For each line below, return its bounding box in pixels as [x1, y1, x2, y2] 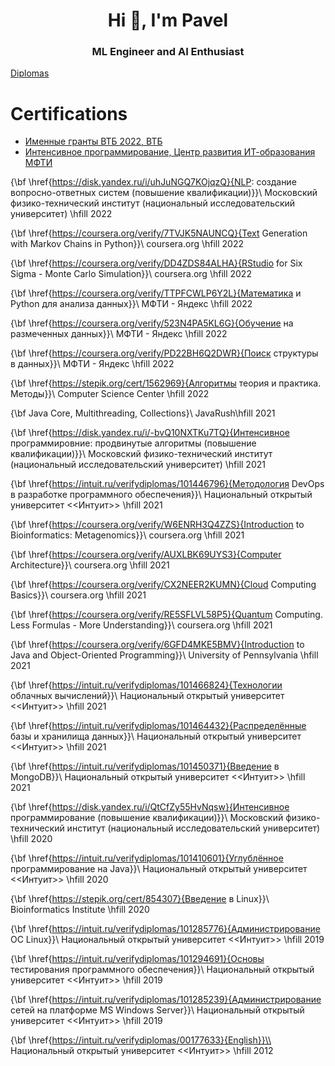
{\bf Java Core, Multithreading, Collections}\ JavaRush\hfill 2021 [10, 407, 276, 419]
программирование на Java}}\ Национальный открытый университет [10, 863, 308, 875]
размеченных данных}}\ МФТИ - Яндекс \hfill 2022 [10, 328, 228, 340]
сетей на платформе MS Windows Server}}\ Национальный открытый [10, 1004, 305, 1016]
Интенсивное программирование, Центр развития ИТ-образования [24, 146, 316, 158]
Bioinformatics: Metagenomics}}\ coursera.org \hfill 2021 [10, 529, 245, 541]
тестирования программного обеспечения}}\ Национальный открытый [10, 964, 315, 976]
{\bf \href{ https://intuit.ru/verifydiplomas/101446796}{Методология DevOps [10, 478, 325, 490]
